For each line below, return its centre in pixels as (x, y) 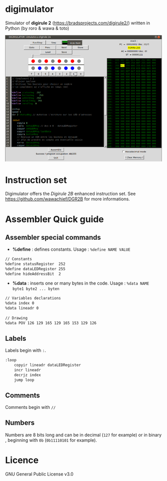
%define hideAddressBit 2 (33, 274)
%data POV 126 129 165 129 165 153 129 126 (51, 323)
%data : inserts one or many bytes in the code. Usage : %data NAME (81, 283)
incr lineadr (28, 370)
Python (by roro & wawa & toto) (37, 28)
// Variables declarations (33, 298)
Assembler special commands (53, 237)
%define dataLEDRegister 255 (35, 269)
